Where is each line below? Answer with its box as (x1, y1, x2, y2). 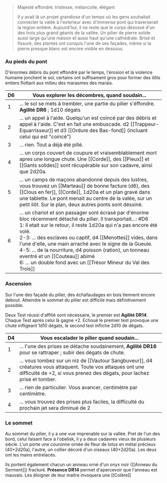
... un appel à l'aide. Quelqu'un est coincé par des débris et (19, 115, 157, 122)
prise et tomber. (19, 376, 57, 383)
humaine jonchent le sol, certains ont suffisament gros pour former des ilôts (5, 75, 161, 81)
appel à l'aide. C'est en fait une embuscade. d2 (19, 121, 129, 128)
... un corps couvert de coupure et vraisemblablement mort (19, 150, 157, 157)
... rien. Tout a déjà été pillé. (19, 142, 83, 149)
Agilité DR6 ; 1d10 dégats (19, 107, 81, 114)
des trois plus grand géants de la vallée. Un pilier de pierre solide (17, 30, 151, 35)
